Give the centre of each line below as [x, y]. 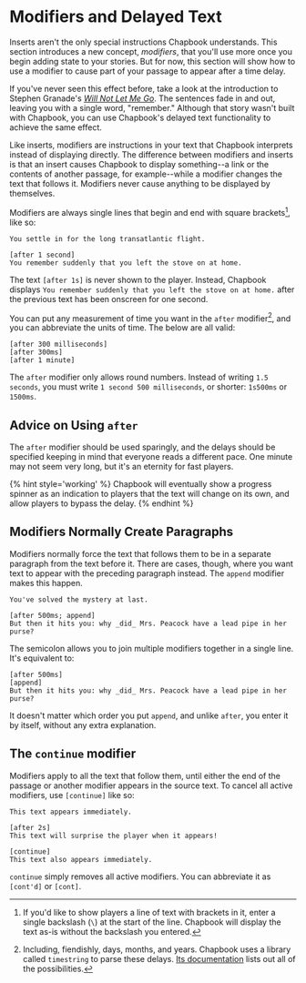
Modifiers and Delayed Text [116, 17]
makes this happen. [46, 583]
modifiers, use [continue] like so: [72, 795]
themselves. [32, 193]
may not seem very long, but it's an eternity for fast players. [122, 467]
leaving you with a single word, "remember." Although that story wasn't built [152, 107]
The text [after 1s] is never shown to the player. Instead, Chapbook [138, 279]
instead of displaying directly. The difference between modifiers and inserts [152, 154]
